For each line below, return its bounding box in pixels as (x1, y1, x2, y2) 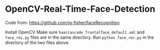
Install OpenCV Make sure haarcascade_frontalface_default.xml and (5, 29, 145, 35)
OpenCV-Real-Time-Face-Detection (5, 3, 156, 15)
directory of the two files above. (5, 39, 70, 45)
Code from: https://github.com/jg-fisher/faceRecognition (5, 20, 120, 25)
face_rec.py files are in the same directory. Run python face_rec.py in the (5, 34, 154, 40)
